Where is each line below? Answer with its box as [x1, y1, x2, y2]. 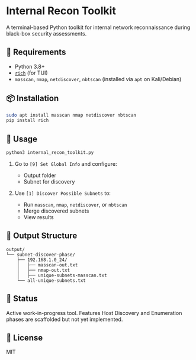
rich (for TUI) [14, 69, 49, 76]
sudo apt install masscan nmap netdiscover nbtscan [6, 112, 136, 118]
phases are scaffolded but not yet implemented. [6, 316, 123, 323]
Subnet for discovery [23, 178, 75, 185]
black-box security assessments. [6, 30, 87, 37]
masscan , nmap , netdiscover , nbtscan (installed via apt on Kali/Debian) [14, 75, 182, 82]
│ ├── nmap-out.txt [17, 267, 70, 273]
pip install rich [6, 117, 49, 124]
